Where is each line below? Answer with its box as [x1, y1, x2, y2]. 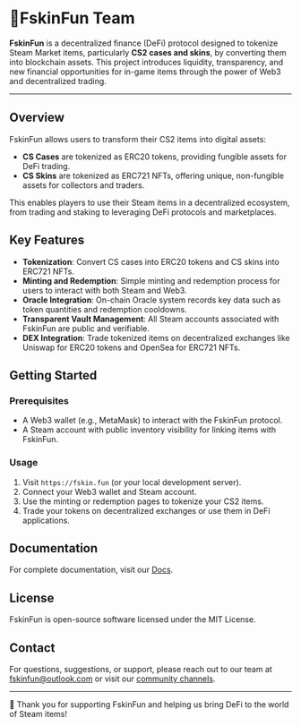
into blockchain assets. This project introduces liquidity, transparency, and [9, 56, 284, 67]
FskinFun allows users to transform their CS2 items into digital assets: [9, 133, 267, 144]
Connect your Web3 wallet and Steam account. [21, 486, 197, 497]
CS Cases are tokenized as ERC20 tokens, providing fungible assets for [21, 151, 287, 162]
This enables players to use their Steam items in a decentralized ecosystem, [9, 197, 290, 208]
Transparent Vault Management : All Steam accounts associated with [21, 313, 279, 324]
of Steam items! [9, 708, 67, 719]
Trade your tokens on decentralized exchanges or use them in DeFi [21, 505, 271, 516]
